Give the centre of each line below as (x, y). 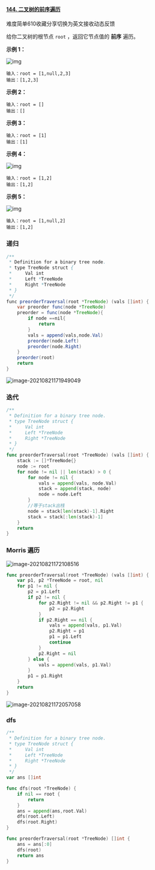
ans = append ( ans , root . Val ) (52, 811)
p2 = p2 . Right (67, 608)
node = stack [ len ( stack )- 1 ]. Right (71, 511)
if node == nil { (47, 318)
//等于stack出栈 (46, 506)
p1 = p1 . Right (45, 676)
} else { (39, 659)
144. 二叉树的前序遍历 (34, 9)
